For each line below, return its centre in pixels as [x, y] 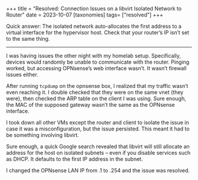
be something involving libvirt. [43, 135]
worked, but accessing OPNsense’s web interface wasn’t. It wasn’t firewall [96, 68]
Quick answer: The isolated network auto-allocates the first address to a [94, 26]
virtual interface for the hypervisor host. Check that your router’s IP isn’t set [98, 32]
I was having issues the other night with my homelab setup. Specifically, [94, 56]
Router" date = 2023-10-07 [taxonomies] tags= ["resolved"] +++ [85, 15]
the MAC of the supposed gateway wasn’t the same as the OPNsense [90, 105]
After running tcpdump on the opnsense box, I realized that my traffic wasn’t [97, 86]
